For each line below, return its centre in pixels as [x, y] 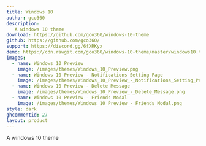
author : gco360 [26, 18]
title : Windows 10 [30, 12]
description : [23, 23]
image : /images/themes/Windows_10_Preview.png [78, 69]
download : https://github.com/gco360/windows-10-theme [78, 35]
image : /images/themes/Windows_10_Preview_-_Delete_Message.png [101, 92]
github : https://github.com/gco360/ [53, 40]
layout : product [27, 120]
